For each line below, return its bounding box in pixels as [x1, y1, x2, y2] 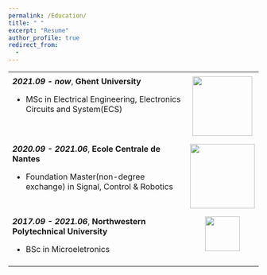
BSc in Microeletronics [25, 244, 110, 254]
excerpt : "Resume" [8, 26, 69, 34]
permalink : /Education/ [8, 11, 87, 20]
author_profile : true [8, 33, 80, 42]
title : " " [8, 19, 44, 27]
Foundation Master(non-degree [25, 172, 145, 182]
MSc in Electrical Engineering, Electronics [25, 94, 181, 104]
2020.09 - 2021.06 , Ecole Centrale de [12, 144, 161, 154]
